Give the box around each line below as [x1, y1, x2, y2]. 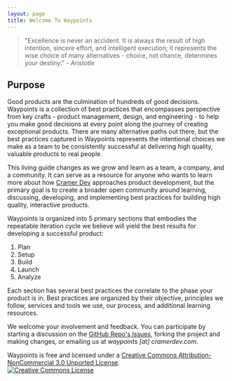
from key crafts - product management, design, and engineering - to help [7, 112, 219, 121]
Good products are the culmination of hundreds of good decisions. [7, 98, 200, 106]
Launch [17, 265, 40, 274]
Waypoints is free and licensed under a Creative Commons [7, 351, 177, 359]
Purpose [7, 79, 46, 91]
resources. [7, 309, 39, 317]
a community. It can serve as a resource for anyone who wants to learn [7, 171, 212, 179]
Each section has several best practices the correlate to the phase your [7, 286, 213, 295]
